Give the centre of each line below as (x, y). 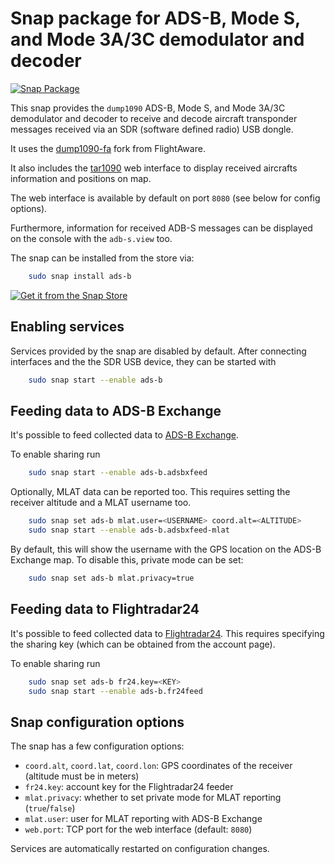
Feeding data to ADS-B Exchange (116, 410)
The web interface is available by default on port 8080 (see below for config (165, 198)
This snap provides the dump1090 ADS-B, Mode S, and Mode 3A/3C (148, 108)
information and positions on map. (81, 178)
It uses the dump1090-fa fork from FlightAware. (108, 148)
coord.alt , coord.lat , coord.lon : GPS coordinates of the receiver (158, 766)
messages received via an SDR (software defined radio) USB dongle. (152, 129)
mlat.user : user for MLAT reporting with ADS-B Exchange (143, 819)
